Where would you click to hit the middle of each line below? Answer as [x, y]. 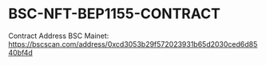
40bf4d [21, 52]
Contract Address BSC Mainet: [59, 36]
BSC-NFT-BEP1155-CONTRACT [115, 14]
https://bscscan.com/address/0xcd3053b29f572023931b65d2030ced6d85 [133, 44]
